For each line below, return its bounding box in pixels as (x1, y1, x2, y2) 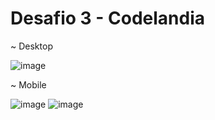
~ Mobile (10, 78, 47, 91)
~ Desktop (10, 40, 53, 52)
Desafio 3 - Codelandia (10, 7, 206, 30)
